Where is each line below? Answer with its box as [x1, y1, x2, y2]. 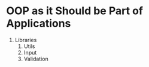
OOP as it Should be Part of [6, 4, 144, 18]
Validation [23, 55, 49, 62]
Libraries [14, 36, 37, 43]
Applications [6, 17, 71, 30]
